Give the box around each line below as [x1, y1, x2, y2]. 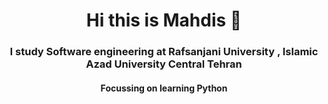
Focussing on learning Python [100, 82, 228, 94]
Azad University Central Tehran [85, 57, 243, 71]
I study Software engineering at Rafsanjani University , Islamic [9, 45, 319, 59]
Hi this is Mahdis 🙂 [85, 9, 243, 32]
